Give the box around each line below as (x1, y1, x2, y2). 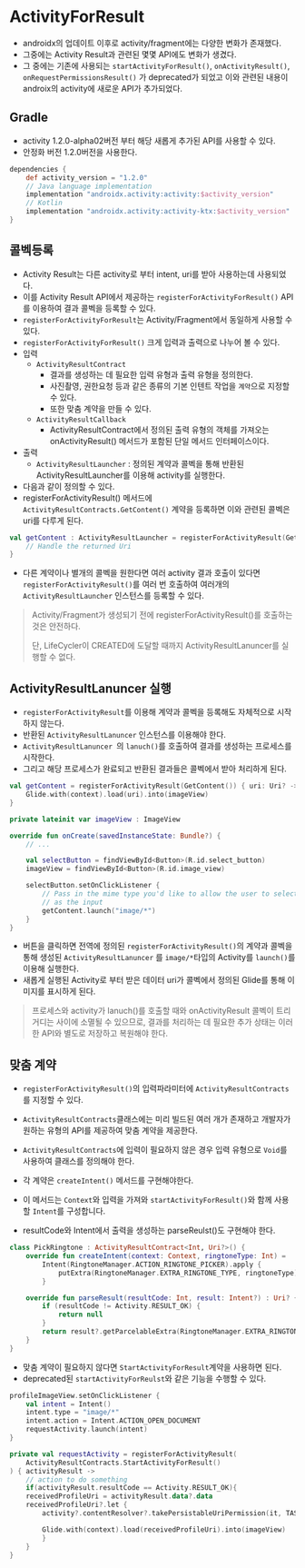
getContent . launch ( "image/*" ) (42, 906, 156, 915)
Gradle (9, 110, 48, 125)
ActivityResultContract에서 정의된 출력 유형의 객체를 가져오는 (49, 424, 270, 435)
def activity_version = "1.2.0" (25, 173, 148, 183)
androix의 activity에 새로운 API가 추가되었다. (22, 83, 183, 94)
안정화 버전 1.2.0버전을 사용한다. (22, 146, 138, 157)
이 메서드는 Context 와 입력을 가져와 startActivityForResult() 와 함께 (22, 1195, 272, 1206)
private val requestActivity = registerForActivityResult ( (9, 1449, 238, 1459)
